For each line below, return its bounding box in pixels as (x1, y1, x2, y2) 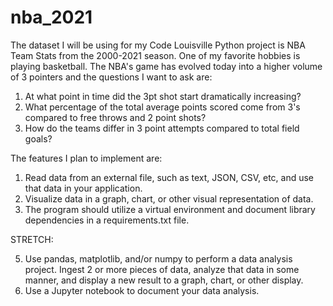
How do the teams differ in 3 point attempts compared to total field (24, 122, 300, 134)
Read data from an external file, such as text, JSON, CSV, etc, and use (24, 171, 315, 183)
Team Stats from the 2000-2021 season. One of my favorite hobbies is (10, 49, 301, 61)
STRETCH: (10, 233, 54, 245)
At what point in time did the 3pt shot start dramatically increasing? (24, 90, 302, 102)
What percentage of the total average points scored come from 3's (24, 101, 301, 113)
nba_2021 (10, 6, 93, 29)
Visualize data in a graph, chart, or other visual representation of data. (24, 192, 314, 205)
